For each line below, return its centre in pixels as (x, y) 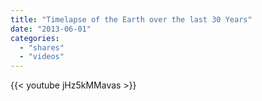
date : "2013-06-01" (51, 29)
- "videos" (42, 57)
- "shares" (42, 47)
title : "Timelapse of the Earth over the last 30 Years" (131, 19)
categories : (35, 38)
